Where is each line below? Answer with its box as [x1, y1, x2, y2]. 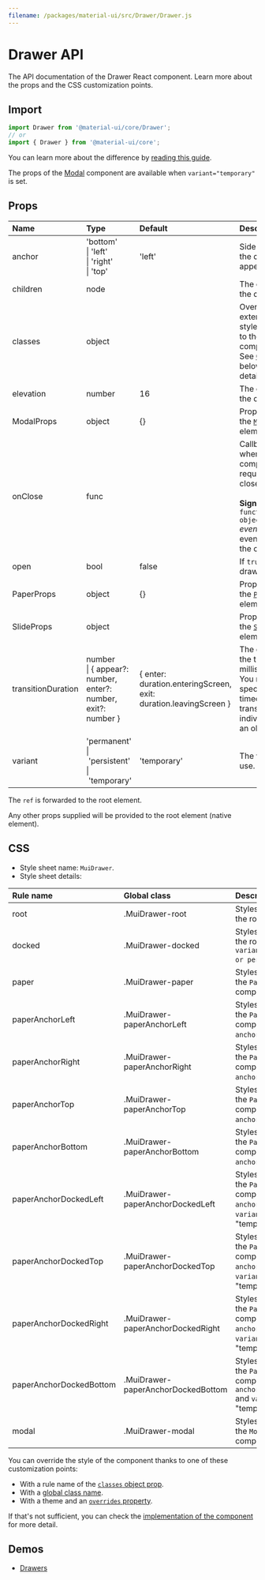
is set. [8, 177, 28, 186]
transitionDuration [12, 683, 79, 694]
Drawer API [8, 45, 84, 63]
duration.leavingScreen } [139, 698, 231, 709]
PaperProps [12, 588, 57, 599]
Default [139, 223, 168, 234]
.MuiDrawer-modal [123, 1425, 195, 1436]
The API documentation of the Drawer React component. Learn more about [8, 72, 252, 81]
